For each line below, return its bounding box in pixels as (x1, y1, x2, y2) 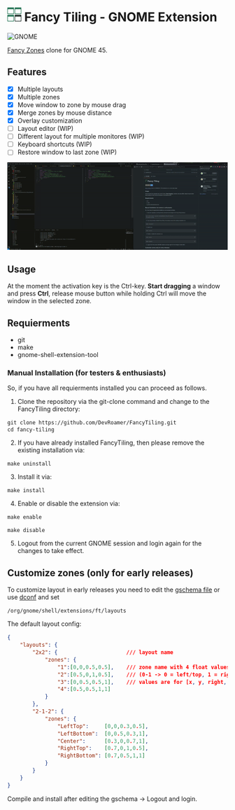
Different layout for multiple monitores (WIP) (17, 132, 145, 141)
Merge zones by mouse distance (17, 109, 112, 117)
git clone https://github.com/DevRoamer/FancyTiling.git (7, 419, 177, 426)
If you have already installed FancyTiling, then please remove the (17, 438, 205, 447)
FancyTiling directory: (17, 405, 80, 413)
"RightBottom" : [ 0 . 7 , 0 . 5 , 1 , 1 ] (57, 753, 145, 760)
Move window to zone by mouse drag (17, 100, 127, 109)
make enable (7, 514, 42, 521)
